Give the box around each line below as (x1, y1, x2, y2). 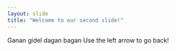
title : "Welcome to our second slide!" (7, 17, 124, 24)
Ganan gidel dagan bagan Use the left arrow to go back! (7, 36, 170, 44)
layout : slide (7, 10, 49, 17)
